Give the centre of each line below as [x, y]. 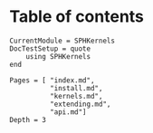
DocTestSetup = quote [50, 48]
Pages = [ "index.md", [52, 80]
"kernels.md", [76, 96]
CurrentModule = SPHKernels [62, 41]
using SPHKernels [58, 56]
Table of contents [77, 17]
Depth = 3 [28, 119]
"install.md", [76, 88]
